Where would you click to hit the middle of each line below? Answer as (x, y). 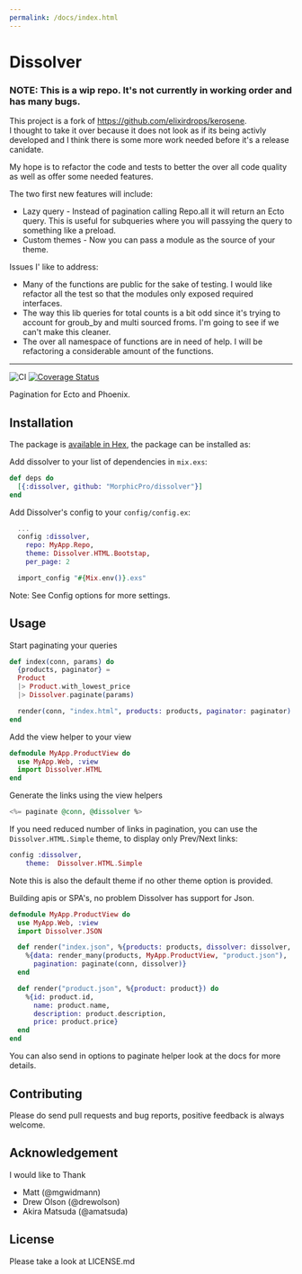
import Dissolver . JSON (60, 931)
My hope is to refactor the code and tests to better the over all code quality (148, 167)
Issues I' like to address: (54, 267)
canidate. (27, 150)
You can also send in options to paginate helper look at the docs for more (145, 1056)
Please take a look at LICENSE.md (72, 1261)
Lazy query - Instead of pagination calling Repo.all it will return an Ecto (153, 211)
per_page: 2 (48, 562)
